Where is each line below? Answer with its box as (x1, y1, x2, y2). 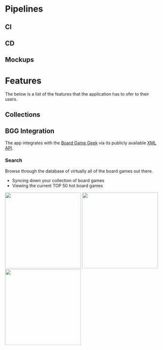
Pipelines (5, 3, 44, 15)
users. (5, 96, 18, 102)
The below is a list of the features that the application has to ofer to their (5, 91, 149, 97)
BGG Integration (5, 127, 55, 135)
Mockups (5, 56, 34, 64)
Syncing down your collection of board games (12, 177, 105, 183)
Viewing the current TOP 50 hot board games (12, 183, 103, 188)
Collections (5, 110, 40, 118)
